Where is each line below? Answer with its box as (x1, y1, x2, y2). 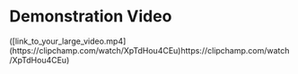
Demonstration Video (9, 6, 172, 27)
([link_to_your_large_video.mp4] (9, 36, 127, 46)
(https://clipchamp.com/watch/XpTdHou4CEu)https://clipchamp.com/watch (9, 45, 290, 55)
